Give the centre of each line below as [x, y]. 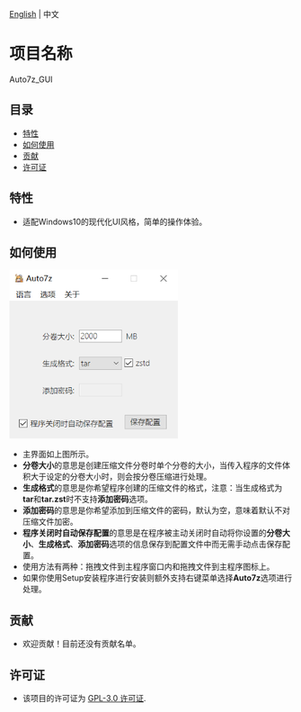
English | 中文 [35, 14]
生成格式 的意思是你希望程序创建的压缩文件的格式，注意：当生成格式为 [152, 488]
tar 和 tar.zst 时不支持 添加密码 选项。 [87, 500]
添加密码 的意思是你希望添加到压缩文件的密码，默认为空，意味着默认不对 [156, 510]
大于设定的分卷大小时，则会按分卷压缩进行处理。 [121, 477]
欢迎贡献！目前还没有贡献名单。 [81, 644]
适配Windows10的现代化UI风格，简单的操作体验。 [115, 221]
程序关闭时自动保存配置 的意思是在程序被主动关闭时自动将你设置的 [144, 533]
